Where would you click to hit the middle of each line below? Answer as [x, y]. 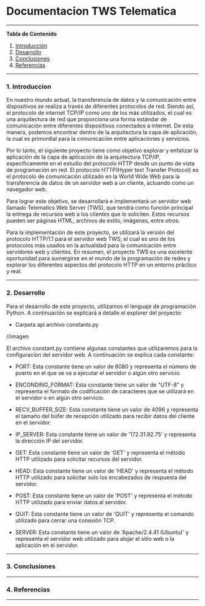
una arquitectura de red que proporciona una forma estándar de [87, 119]
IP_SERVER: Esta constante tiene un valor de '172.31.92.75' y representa [106, 434]
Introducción [31, 45]
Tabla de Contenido [31, 34]
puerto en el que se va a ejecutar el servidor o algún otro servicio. [98, 373]
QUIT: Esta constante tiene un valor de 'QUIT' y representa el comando [104, 514]
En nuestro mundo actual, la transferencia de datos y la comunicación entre [101, 100]
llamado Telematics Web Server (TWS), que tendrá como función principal [100, 208]
